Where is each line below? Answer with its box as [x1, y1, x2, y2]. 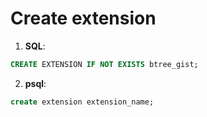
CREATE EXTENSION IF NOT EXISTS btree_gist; [10, 59, 199, 69]
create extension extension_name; [10, 97, 155, 107]
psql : [24, 77, 47, 89]
